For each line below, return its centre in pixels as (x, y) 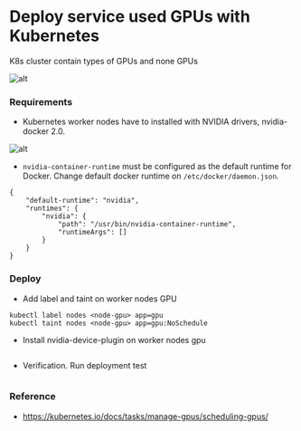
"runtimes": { (52, 209)
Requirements (41, 101)
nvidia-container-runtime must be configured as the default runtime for (157, 167)
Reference (33, 397)
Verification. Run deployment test (85, 365)
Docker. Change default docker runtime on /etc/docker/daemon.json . (150, 176)
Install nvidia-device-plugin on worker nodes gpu (114, 340)
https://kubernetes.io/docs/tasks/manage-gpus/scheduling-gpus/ (146, 416)
